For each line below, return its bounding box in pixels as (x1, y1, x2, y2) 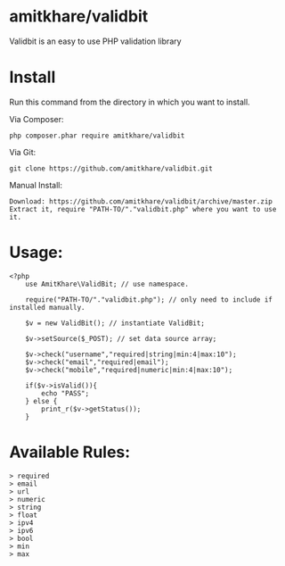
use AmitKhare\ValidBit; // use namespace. (25, 279, 190, 288)
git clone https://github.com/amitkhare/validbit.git (9, 163, 214, 173)
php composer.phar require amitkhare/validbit (9, 131, 185, 140)
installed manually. (9, 303, 86, 312)
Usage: (9, 243, 64, 262)
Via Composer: (9, 113, 64, 124)
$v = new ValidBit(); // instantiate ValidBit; (25, 319, 205, 328)
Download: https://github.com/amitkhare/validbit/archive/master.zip (9, 196, 273, 206)
